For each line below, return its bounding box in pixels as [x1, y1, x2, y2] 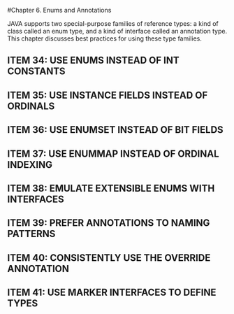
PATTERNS [7, 228, 56, 240]
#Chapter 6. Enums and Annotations [7, 6, 112, 14]
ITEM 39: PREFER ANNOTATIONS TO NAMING [7, 217, 210, 229]
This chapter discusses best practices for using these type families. [7, 34, 203, 43]
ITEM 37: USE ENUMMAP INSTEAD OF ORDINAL [7, 148, 219, 159]
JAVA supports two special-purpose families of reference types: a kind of [7, 20, 219, 27]
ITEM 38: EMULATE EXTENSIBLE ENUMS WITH [7, 182, 215, 194]
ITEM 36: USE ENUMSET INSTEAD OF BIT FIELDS [7, 124, 224, 136]
